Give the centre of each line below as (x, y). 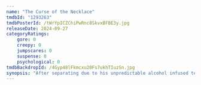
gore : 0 (26, 40)
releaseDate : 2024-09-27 (37, 28)
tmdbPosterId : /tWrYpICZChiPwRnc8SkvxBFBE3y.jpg (68, 23)
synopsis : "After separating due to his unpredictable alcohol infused (97, 73)
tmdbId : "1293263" (29, 17)
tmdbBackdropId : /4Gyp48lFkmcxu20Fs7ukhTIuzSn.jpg (71, 67)
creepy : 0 (29, 45)
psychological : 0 (39, 62)
